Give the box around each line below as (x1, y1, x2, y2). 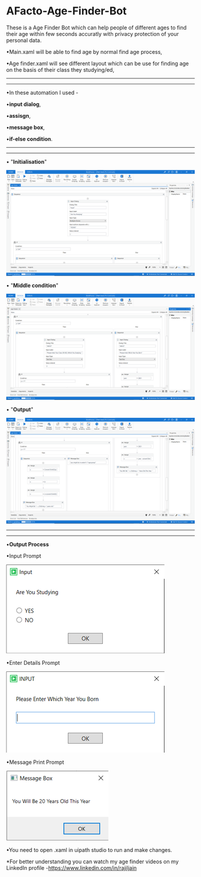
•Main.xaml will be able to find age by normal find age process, (6, 48, 163, 55)
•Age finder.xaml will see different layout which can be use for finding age (6, 60, 189, 67)
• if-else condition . (6, 135, 53, 142)
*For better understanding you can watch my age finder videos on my (6, 858, 179, 865)
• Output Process (6, 541, 49, 548)
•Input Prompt (6, 552, 42, 560)
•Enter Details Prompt (6, 659, 60, 667)
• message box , (6, 124, 45, 131)
